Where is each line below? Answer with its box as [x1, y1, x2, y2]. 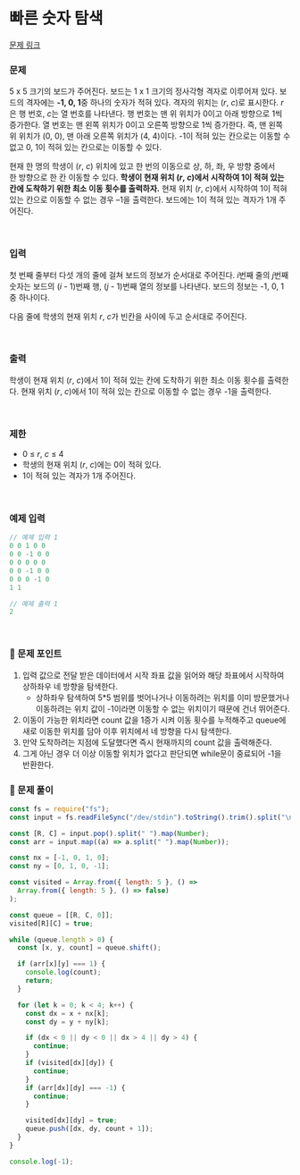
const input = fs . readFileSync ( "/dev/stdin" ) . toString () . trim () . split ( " [9, 813, 286, 822]
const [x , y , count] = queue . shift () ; [17, 943, 162, 952]
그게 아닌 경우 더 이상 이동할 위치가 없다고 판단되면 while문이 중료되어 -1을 [21, 748, 282, 758]
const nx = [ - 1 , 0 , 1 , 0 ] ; [9, 853, 110, 863]
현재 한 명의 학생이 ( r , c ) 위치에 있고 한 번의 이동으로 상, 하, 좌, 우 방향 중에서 [9, 161, 276, 172]
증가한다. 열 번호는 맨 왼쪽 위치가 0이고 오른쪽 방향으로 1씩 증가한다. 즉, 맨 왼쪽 [9, 120, 283, 131]
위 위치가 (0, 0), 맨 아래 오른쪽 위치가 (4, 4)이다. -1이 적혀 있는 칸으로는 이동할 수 [9, 131, 291, 141]
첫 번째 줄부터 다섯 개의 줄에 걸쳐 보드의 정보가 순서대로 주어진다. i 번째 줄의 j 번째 [9, 269, 288, 280]
